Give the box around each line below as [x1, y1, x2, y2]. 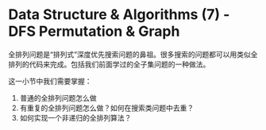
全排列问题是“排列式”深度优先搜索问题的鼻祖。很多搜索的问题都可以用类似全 [8, 49, 258, 59]
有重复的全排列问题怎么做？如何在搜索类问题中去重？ [19, 103, 195, 113]
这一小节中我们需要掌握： [8, 76, 92, 86]
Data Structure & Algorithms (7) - [8, 6, 230, 24]
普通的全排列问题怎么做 [19, 93, 97, 102]
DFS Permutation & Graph [8, 22, 180, 40]
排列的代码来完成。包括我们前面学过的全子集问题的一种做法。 [8, 59, 210, 69]
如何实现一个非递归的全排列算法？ [19, 113, 132, 122]
